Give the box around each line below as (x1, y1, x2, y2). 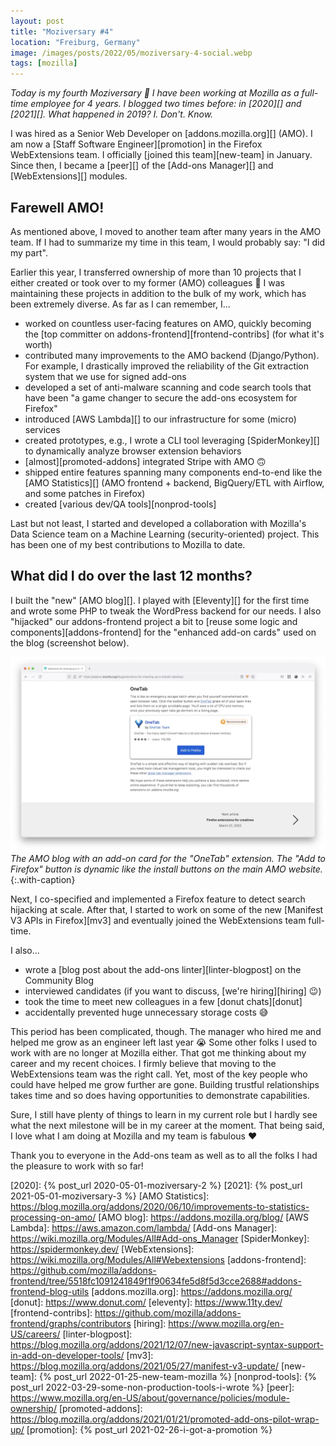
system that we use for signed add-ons (24, 370, 187, 382)
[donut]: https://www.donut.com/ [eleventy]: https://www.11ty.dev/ (10, 1296, 283, 1308)
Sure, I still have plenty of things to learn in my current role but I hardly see (10, 1108, 318, 1120)
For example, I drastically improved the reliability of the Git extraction (24, 360, 310, 372)
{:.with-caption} (10, 873, 76, 885)
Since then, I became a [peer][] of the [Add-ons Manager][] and (10, 160, 274, 172)
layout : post (10, 16, 65, 26)
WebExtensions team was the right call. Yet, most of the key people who (10, 1068, 308, 1080)
